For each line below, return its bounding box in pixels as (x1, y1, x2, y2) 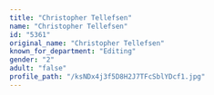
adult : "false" (9, 64, 67, 73)
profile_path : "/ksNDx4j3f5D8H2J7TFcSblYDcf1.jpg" (9, 72, 206, 81)
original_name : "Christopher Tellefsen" (9, 38, 166, 48)
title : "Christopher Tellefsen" (9, 13, 132, 23)
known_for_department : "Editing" (9, 47, 137, 56)
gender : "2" (9, 55, 55, 64)
